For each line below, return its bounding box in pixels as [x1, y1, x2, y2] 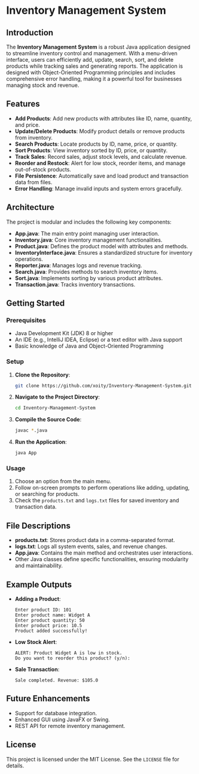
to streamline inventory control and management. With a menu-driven [6, 50, 177, 57]
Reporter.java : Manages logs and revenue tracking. [14, 261, 142, 269]
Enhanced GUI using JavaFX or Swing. [14, 716, 111, 723]
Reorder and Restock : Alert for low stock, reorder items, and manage [14, 159, 186, 167]
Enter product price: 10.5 [14, 623, 82, 629]
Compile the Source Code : [14, 416, 82, 423]
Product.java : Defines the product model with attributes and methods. [14, 242, 188, 249]
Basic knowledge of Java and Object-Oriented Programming [14, 342, 164, 350]
